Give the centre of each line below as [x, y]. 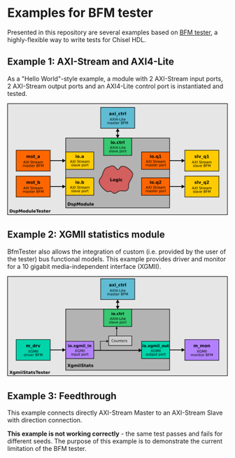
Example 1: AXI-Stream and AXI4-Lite [91, 62]
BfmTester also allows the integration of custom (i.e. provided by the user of [116, 251]
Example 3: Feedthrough [62, 396]
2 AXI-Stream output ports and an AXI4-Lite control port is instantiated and [115, 86]
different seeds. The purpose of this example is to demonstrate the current [115, 441]
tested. [17, 93]
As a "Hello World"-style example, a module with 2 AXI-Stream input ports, [115, 78]
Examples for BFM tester [80, 13]
